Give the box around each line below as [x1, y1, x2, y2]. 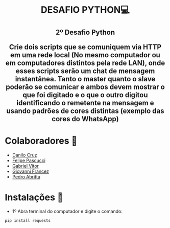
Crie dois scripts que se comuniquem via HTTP [9, 42, 162, 51]
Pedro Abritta [12, 173, 40, 179]
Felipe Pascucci [12, 157, 45, 164]
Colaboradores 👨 [5, 135, 78, 146]
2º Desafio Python [55, 28, 115, 36]
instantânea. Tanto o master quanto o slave [15, 75, 156, 83]
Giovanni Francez [12, 168, 50, 174]
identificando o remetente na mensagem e [16, 98, 154, 107]
